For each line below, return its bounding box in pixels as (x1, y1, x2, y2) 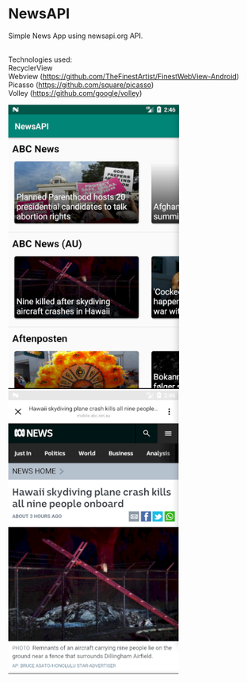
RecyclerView (8, 63, 53, 72)
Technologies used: (8, 55, 73, 64)
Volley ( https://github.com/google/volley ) (8, 88, 142, 97)
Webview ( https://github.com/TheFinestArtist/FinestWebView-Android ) (8, 71, 240, 81)
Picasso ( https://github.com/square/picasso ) (8, 80, 154, 90)
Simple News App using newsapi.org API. (8, 31, 143, 40)
